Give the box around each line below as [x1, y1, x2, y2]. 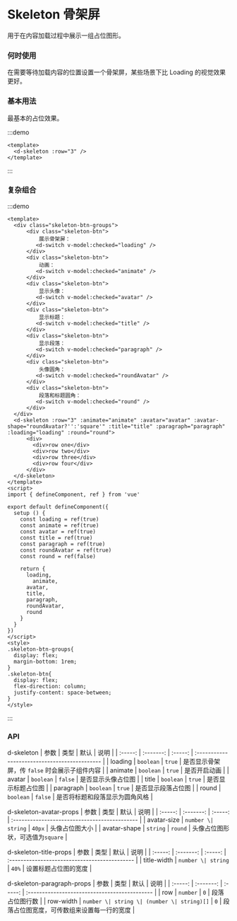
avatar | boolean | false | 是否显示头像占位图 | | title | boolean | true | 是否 [7, 775, 220, 784]
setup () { [13, 509, 46, 516]
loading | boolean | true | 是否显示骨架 [110, 758, 221, 766]
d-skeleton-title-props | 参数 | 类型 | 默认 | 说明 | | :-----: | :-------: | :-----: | [7, 848, 227, 857]
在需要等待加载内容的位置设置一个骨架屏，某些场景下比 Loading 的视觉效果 [7, 68, 226, 76]
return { [20, 565, 46, 572]
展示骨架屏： [38, 235, 71, 243]
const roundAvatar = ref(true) [20, 546, 112, 554]
